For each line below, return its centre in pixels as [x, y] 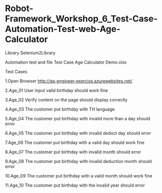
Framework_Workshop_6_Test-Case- [81, 19]
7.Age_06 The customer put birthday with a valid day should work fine [75, 142]
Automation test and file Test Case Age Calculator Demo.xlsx [66, 62]
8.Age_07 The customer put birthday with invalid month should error [73, 152]
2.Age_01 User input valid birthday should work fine [57, 90]
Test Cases [16, 71]
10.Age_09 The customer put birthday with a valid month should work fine [79, 176]
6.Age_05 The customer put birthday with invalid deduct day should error [78, 133]
